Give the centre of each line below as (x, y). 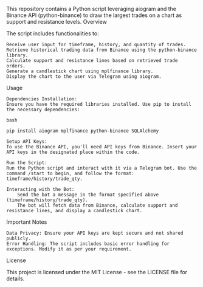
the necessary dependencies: (43, 109)
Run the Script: (27, 163)
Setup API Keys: (27, 142)
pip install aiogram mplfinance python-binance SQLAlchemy (83, 131)
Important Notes (27, 222)
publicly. (19, 238)
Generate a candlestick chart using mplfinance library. (80, 71)
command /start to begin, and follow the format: (71, 173)
